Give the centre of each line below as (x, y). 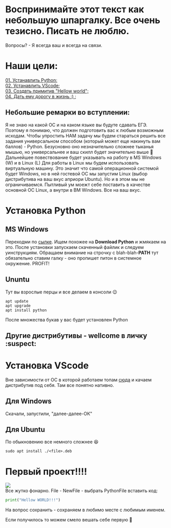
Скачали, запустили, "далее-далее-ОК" (49, 414)
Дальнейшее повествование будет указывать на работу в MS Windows (83, 157)
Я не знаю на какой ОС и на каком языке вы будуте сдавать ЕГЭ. (76, 125)
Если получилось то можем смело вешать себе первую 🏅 (69, 520)
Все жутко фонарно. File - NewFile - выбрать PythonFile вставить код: (81, 491)
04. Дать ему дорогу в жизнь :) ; (41, 96)
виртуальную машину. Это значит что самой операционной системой (82, 168)
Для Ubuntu (25, 430)
